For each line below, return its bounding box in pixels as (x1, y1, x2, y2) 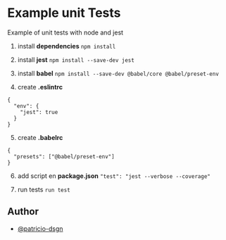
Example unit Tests (7, 5, 121, 21)
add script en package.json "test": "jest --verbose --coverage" (17, 171, 211, 180)
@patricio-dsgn (17, 224, 63, 233)
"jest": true (20, 108, 58, 115)
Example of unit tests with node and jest (7, 28, 124, 37)
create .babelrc (17, 133, 63, 141)
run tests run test (17, 185, 70, 194)
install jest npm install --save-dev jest (17, 55, 135, 64)
